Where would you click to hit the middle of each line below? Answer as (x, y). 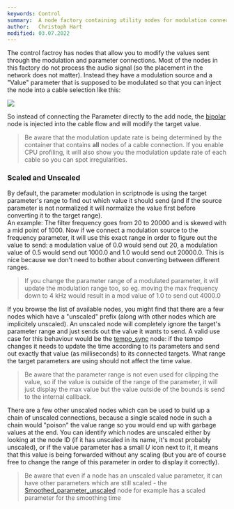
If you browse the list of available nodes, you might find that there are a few (116, 309)
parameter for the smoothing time (72, 497)
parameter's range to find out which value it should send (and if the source (115, 200)
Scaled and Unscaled (44, 178)
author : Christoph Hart (45, 26)
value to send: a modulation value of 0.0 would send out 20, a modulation (112, 245)
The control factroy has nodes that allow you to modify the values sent (109, 53)
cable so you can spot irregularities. (76, 160)
